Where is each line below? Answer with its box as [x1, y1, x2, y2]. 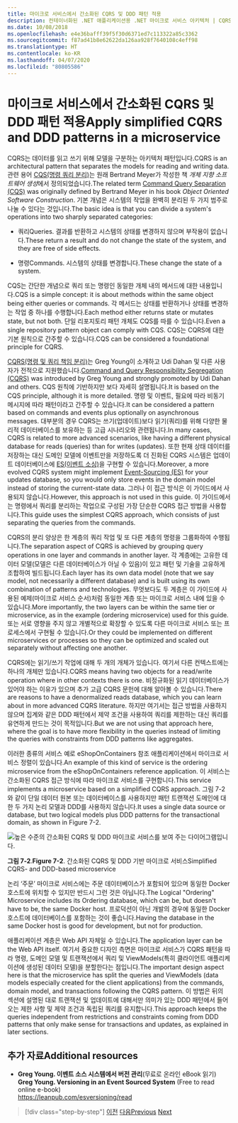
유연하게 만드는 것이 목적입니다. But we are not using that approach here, [7, 719, 214, 727]
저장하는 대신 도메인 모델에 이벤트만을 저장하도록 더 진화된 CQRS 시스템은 [7, 450, 212, 459]
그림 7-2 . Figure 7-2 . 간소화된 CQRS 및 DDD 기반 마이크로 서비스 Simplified [7, 857, 217, 865]
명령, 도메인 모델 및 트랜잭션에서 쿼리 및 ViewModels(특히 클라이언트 [14, 953, 206, 962]
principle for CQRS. [7, 342, 64, 351]
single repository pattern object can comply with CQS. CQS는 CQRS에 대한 [7, 325, 225, 334]
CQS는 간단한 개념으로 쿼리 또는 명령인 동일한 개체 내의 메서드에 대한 [7, 281, 198, 290]
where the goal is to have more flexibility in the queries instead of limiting [7, 727, 221, 735]
